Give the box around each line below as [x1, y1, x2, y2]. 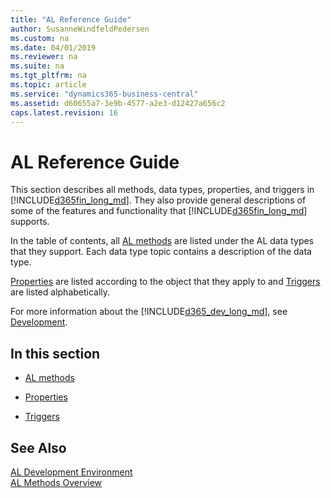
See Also [10, 439, 67, 456]
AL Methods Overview [10, 476, 103, 488]
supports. [10, 216, 50, 228]
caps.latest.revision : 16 [10, 107, 118, 118]
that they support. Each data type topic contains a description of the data [10, 246, 312, 258]
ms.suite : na [10, 61, 65, 71]
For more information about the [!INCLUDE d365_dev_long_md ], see [10, 306, 288, 318]
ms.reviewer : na [10, 52, 78, 62]
